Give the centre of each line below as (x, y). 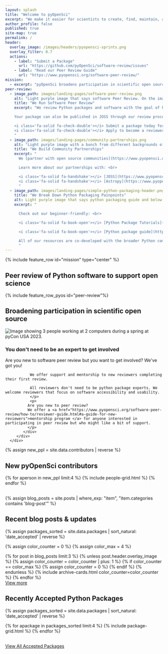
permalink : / (19, 38)
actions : (19, 56)
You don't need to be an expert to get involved (62, 349)
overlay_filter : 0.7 (31, 52)
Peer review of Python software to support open (82, 276)
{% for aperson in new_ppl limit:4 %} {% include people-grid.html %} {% (80, 477)
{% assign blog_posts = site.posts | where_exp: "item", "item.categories (79, 498)
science (18, 283)
